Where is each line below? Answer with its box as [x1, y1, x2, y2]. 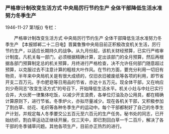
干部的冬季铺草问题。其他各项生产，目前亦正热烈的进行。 [5, 123, 124, 129]
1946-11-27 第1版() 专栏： [5, 24, 58, 31]
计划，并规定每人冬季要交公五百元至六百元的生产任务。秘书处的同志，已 [9, 111, 159, 117]
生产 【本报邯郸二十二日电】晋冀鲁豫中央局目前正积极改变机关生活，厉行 [9, 41, 161, 47]
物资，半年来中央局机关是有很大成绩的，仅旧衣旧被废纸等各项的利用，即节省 [5, 73, 164, 79]
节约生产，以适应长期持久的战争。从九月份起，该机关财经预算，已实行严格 [5, 48, 159, 54]
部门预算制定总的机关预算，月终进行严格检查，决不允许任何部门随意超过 [14, 60, 164, 66]
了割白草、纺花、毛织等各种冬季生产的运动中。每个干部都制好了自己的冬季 [5, 104, 159, 110]
